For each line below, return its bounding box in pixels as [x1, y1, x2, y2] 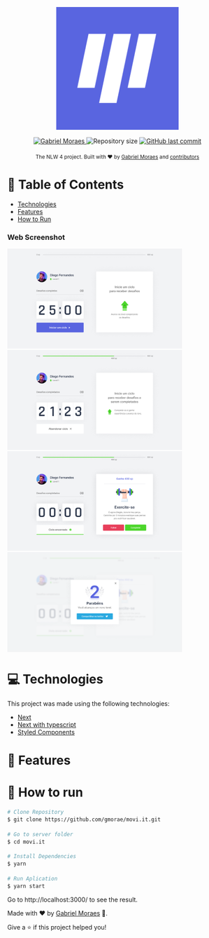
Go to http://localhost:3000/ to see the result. [7, 895, 138, 904]
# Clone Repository [7, 809, 64, 816]
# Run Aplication [7, 875, 58, 882]
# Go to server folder [7, 831, 73, 838]
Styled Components [17, 728, 75, 736]
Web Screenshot [7, 232, 65, 242]
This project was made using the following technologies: [7, 699, 170, 708]
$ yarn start [7, 883, 45, 890]
